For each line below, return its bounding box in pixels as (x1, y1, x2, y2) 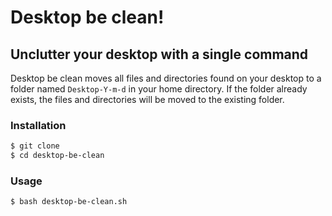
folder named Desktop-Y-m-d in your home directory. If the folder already (10, 83, 308, 95)
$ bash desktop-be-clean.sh (10, 197, 128, 207)
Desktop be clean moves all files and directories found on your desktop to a (10, 72, 322, 84)
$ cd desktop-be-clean (10, 151, 105, 161)
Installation (10, 118, 67, 132)
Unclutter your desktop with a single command (10, 46, 309, 63)
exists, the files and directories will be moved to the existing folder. (10, 94, 285, 105)
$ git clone (10, 141, 60, 151)
